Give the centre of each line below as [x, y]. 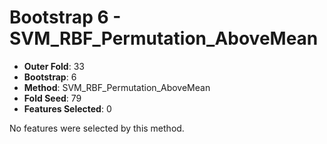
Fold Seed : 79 [52, 98]
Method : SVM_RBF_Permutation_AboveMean [117, 87]
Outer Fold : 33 [54, 66]
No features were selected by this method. [97, 128]
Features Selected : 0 [67, 108]
